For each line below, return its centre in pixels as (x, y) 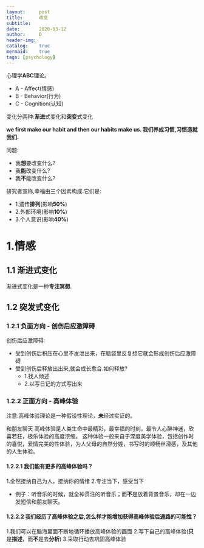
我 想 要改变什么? (35, 163)
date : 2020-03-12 (36, 29)
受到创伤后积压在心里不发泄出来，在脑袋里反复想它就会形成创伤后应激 (103, 353)
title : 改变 (27, 18)
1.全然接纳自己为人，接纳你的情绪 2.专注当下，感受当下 (75, 481)
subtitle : (19, 23)
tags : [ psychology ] (31, 57)
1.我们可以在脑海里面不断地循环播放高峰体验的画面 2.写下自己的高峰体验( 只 (100, 532)
